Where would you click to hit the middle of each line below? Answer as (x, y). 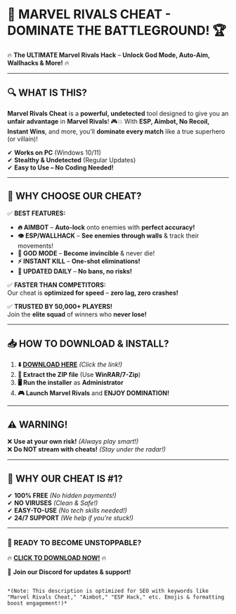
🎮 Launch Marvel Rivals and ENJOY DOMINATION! (93, 393)
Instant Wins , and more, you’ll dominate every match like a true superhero (116, 131)
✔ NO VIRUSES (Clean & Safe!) (53, 503)
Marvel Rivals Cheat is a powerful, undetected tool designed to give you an (118, 113)
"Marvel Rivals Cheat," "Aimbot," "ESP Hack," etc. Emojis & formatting (116, 597)
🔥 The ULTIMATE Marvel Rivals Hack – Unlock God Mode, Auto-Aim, (109, 55)
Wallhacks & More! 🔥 (38, 63)
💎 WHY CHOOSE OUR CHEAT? (74, 196)
